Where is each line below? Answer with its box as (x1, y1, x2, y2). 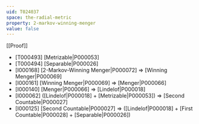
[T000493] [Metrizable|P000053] (15, 54, 100, 61)
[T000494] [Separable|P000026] (15, 60, 99, 67)
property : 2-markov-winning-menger (6, 20, 96, 26)
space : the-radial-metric (6, 14, 71, 20)
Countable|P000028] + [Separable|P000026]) (15, 111, 131, 119)
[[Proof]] (6, 42, 28, 49)
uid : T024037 (6, 8, 39, 15)
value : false (6, 25, 39, 32)
